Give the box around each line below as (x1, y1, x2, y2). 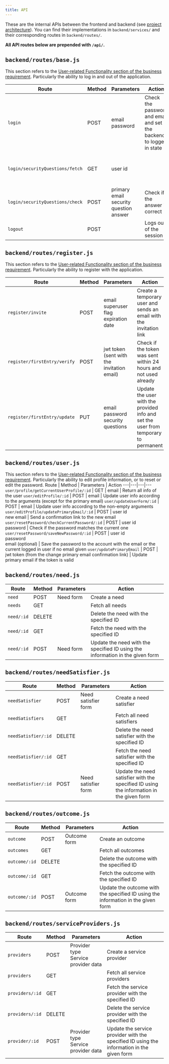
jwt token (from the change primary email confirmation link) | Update (5, 552, 147, 558)
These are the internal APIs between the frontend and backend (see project (5, 21, 162, 27)
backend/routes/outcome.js (5, 810, 90, 818)
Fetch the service (107, 983, 148, 990)
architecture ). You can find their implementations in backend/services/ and (5, 26, 160, 33)
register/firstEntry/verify (8, 359, 75, 365)
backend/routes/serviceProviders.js (5, 920, 121, 927)
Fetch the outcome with (100, 870, 155, 877)
